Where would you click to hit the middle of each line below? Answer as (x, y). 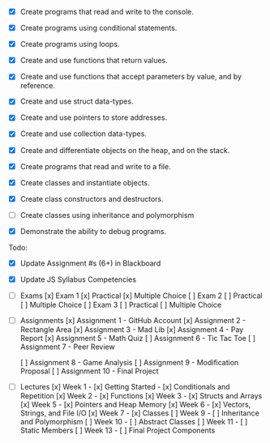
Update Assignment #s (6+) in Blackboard (90, 263)
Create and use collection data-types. (84, 134)
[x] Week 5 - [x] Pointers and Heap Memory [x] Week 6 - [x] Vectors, (135, 405)
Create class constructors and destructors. (92, 198)
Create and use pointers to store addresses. (94, 117)
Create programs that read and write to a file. (96, 166)
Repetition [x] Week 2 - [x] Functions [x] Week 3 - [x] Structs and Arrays (141, 396)
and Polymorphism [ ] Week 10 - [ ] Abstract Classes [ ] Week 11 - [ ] (134, 422)
